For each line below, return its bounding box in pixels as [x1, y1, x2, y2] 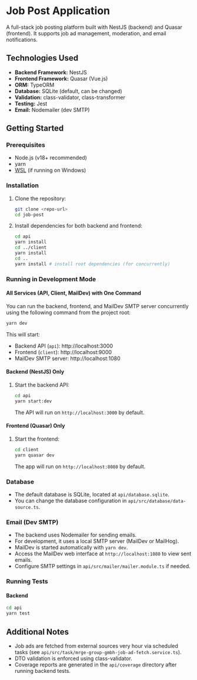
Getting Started [6, 124, 64, 134]
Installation [6, 181, 39, 189]
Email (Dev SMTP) [6, 518, 59, 526]
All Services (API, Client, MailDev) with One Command [6, 289, 141, 296]
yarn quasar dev [14, 452, 55, 458]
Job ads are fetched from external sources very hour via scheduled [14, 642, 178, 649]
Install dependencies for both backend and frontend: [14, 222, 143, 229]
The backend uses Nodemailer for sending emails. [14, 531, 137, 539]
